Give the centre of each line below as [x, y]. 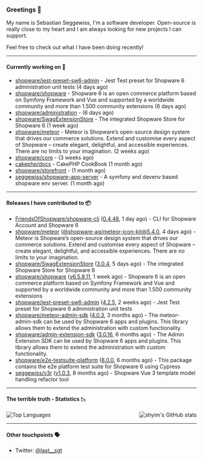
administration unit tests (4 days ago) [61, 86]
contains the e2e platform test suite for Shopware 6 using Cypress [98, 366]
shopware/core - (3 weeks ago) [54, 157]
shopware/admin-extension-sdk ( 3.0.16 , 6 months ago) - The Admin [99, 334]
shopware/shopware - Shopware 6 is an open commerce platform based [105, 93]
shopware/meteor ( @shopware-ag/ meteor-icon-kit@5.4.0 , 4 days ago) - [105, 232]
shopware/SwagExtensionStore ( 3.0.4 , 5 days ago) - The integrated [99, 264]
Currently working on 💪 [36, 66]
